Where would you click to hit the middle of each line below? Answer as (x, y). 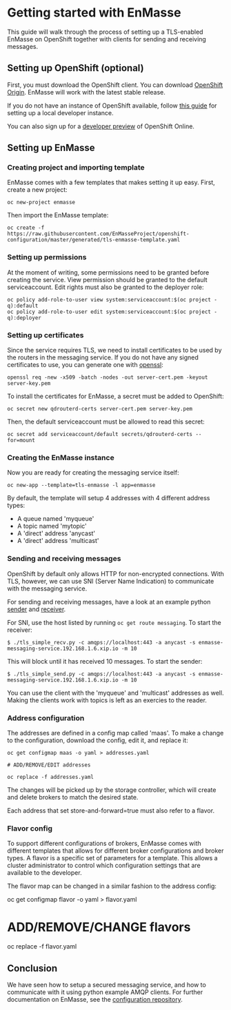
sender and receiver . (37, 609)
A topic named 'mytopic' (52, 526)
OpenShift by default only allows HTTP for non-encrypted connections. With (115, 573)
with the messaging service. (47, 588)
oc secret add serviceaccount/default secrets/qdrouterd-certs (100, 435)
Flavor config (30, 828)
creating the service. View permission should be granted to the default (108, 279)
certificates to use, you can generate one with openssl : (85, 365)
